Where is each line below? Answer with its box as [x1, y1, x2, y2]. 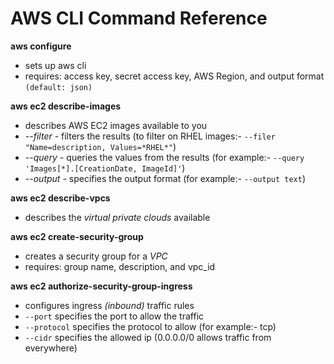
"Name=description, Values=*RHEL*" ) [24, 140, 177, 152]
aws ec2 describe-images [10, 100, 122, 112]
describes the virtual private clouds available [24, 211, 211, 223]
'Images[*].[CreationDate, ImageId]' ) [24, 162, 186, 174]
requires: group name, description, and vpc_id [24, 260, 216, 272]
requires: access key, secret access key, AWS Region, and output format [24, 70, 325, 82]
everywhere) [24, 342, 78, 354]
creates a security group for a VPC [24, 250, 168, 262]
